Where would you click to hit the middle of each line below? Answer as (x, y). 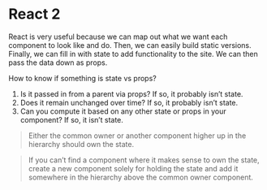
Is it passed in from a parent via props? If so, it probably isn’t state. (131, 93)
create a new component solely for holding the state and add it (133, 168)
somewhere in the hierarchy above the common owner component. (141, 177)
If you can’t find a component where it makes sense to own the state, (144, 160)
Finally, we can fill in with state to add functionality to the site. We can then (133, 54)
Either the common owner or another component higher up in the (137, 136)
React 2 (34, 14)
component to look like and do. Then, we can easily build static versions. (130, 45)
